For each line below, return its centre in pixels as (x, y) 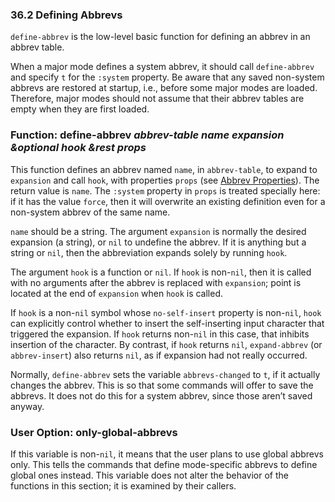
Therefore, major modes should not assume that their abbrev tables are (157, 99)
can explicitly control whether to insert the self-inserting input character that (167, 323)
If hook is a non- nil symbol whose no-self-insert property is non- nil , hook (166, 312)
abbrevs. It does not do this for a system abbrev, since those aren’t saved (161, 395)
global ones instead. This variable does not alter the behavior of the (149, 475)
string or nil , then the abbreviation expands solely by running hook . (149, 252)
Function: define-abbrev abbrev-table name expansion (147, 135)
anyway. (27, 406)
